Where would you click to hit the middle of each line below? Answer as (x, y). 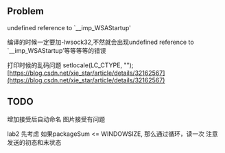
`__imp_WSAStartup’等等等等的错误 (57, 50)
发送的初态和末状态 (34, 142)
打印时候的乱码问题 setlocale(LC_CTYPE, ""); (70, 65)
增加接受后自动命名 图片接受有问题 (56, 119)
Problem (26, 11)
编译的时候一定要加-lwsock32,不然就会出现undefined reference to (100, 42)
